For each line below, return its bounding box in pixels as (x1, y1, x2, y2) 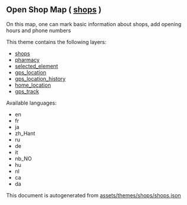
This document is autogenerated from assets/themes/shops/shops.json (6, 191, 181, 198)
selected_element (14, 62, 58, 70)
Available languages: (6, 99, 57, 106)
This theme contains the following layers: (6, 38, 107, 45)
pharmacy (14, 56, 40, 63)
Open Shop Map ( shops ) (6, 5, 102, 15)
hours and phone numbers (6, 27, 71, 34)
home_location (14, 81, 52, 89)
